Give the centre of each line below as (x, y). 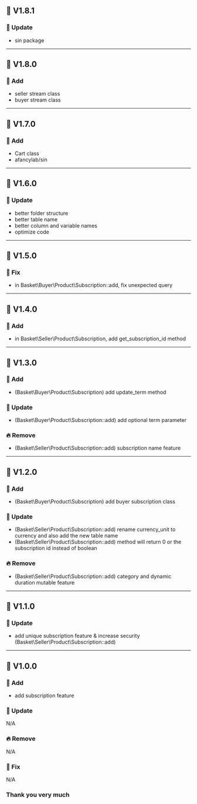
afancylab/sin (31, 160)
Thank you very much (38, 795)
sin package (29, 40)
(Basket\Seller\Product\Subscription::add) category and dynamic (93, 576)
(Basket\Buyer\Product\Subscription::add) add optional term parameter (100, 420)
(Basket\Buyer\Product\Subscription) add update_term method (90, 392)
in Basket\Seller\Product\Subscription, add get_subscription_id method (100, 339)
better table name (36, 219)
